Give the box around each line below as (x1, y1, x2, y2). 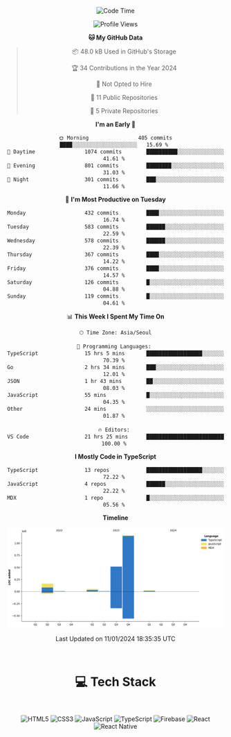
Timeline (102, 514, 129, 522)
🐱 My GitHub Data (88, 33, 143, 42)
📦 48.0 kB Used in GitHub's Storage (71, 47, 177, 56)
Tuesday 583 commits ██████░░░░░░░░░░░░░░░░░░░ (7, 223, 224, 230)
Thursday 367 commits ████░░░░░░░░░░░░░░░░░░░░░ (7, 251, 224, 258)
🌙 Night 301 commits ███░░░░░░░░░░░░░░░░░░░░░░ (7, 176, 224, 183)
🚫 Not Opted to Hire (95, 80, 153, 88)
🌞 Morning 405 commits (58, 135, 173, 142)
